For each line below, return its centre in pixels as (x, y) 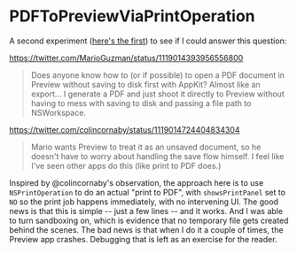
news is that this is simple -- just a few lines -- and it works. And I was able (146, 211)
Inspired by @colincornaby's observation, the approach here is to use (137, 182)
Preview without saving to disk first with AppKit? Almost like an (145, 84)
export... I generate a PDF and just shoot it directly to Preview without (158, 94)
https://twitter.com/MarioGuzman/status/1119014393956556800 (126, 57)
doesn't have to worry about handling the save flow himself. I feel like (157, 156)
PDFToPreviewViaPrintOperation (132, 16)
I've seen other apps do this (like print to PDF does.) (126, 165)
